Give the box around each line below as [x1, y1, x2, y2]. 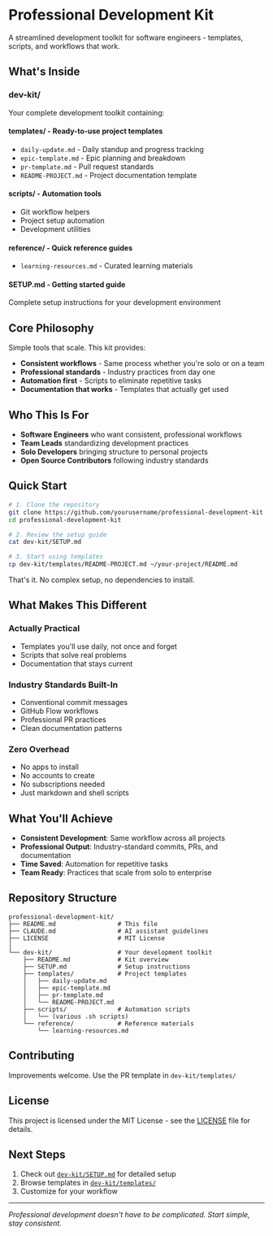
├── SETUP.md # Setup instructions [23, 962, 191, 971]
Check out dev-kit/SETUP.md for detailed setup [19, 1169, 176, 1179]
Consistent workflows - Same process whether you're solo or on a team [19, 359, 265, 368]
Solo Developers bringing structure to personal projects [19, 447, 209, 457]
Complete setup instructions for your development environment [8, 298, 221, 307]
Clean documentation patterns [19, 723, 123, 733]
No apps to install [19, 762, 80, 772]
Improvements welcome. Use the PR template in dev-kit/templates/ [8, 1070, 236, 1080]
